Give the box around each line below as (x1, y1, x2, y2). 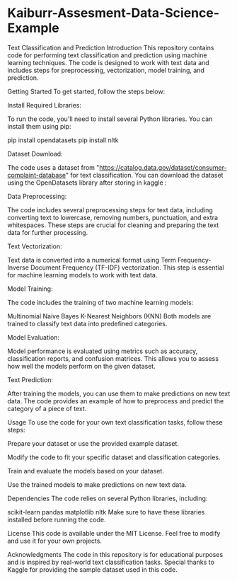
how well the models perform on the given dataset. (7, 362, 156, 370)
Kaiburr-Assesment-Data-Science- (7, 5, 220, 21)
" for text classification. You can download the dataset (65, 171, 224, 179)
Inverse (7, 263, 30, 272)
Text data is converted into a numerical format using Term (7, 255, 176, 264)
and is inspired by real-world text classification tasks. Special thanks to (7, 558, 214, 566)
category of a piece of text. (7, 404, 87, 413)
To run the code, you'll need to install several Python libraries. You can (7, 115, 213, 123)
